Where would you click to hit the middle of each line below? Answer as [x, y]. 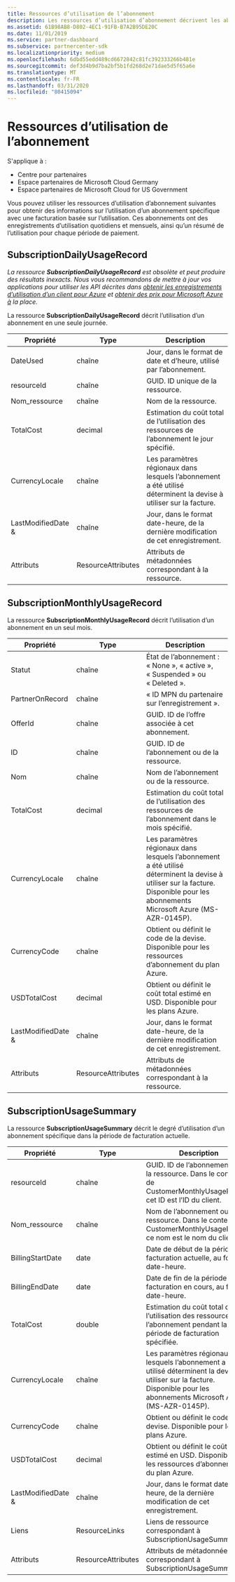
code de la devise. [176, 938]
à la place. [23, 302]
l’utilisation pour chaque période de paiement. [73, 233]
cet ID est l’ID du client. [184, 1200]
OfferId [22, 723]
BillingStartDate [36, 1258]
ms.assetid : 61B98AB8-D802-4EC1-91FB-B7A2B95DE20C [83, 27]
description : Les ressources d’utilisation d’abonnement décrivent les [114, 20]
